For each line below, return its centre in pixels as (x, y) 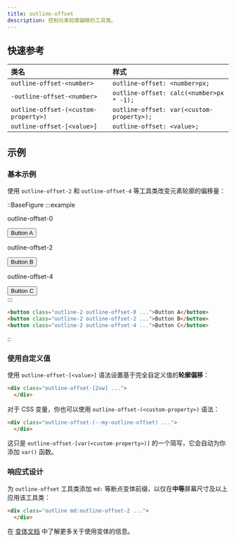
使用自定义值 (29, 358)
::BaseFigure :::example (41, 205)
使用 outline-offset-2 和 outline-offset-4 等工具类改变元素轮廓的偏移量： (117, 191)
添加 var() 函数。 (32, 452)
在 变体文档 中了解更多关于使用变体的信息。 (71, 531)
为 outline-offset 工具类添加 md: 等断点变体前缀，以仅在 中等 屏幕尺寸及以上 (118, 489)
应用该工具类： (29, 497)
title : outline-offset (40, 14)
